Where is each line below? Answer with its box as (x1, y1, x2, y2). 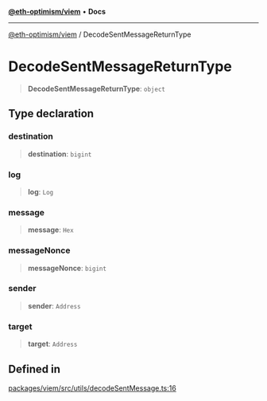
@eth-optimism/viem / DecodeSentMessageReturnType (8, 29, 192, 39)
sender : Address (27, 301, 81, 310)
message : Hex (27, 225, 74, 234)
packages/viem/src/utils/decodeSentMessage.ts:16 (8, 383, 176, 393)
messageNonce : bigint (27, 263, 107, 273)
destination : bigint (27, 149, 92, 159)
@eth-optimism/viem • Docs (8, 7, 106, 16)
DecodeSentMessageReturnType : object (27, 84, 165, 93)
